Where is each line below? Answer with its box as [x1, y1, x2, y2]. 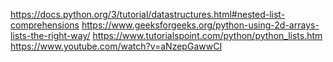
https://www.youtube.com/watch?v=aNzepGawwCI [10, 40, 223, 52]
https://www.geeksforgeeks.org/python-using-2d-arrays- [81, 19, 320, 31]
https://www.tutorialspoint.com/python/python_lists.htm [92, 30, 323, 41]
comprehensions [10, 19, 80, 31]
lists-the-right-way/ [10, 30, 91, 41]
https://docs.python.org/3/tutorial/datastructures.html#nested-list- [10, 9, 286, 20]
